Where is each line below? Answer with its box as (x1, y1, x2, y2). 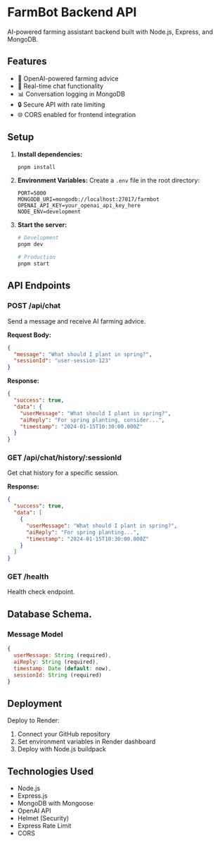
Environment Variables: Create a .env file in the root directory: (17, 176, 200, 185)
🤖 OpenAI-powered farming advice (17, 74, 119, 82)
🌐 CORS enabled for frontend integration (17, 110, 136, 118)
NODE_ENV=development (17, 209, 81, 216)
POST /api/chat (7, 301, 61, 311)
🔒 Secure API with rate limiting (17, 100, 105, 109)
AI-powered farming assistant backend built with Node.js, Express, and (7, 27, 213, 36)
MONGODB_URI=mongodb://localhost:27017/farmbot (17, 196, 160, 203)
